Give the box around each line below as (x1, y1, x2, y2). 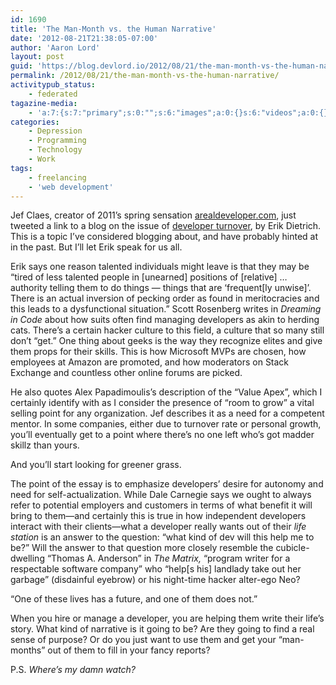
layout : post (10, 52, 65, 62)
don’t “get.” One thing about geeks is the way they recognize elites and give (10, 335, 323, 347)
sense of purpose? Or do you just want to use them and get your (10, 634, 277, 646)
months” (10, 644, 46, 656)
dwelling (10, 552, 45, 565)
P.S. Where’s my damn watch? (10, 664, 137, 676)
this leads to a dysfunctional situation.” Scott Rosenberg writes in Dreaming (10, 303, 322, 315)
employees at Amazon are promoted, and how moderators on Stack (10, 356, 290, 368)
